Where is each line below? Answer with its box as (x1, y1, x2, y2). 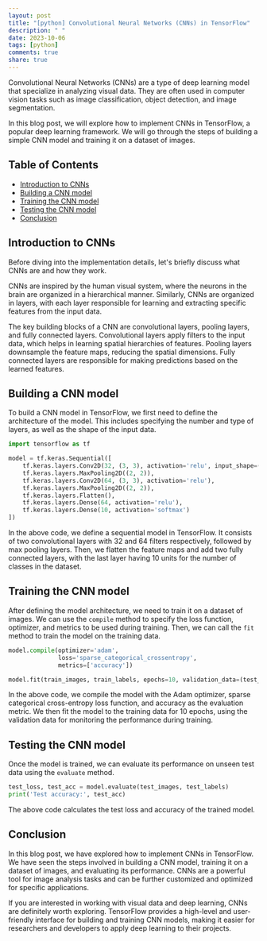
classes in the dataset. (8, 561, 82, 572)
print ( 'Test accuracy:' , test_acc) (8, 791, 126, 799)
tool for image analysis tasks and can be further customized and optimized (8, 874, 253, 884)
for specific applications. (8, 882, 90, 892)
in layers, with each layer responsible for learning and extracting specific (8, 298, 246, 307)
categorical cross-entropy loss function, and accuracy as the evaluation (8, 698, 244, 708)
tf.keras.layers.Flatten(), (22, 492, 115, 499)
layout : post (8, 11, 52, 20)
